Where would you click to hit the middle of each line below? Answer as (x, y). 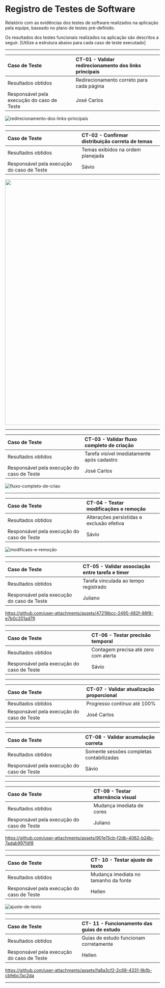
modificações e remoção (116, 508)
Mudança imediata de (118, 805)
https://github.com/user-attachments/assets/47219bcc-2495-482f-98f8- (79, 613)
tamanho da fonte (111, 880)
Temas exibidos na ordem (111, 149)
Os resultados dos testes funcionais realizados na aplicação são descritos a (82, 37)
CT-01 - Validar (95, 59)
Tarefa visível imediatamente (117, 453)
